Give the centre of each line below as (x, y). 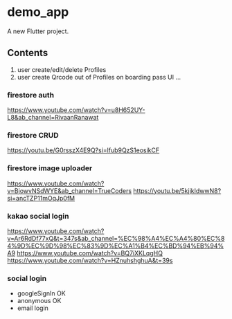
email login (33, 308)
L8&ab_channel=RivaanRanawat (53, 118)
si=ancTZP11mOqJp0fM (41, 198)
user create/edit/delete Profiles (62, 69)
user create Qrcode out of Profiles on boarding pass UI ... (99, 77)
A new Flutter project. (38, 31)
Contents (28, 53)
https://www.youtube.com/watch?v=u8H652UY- (76, 110)
